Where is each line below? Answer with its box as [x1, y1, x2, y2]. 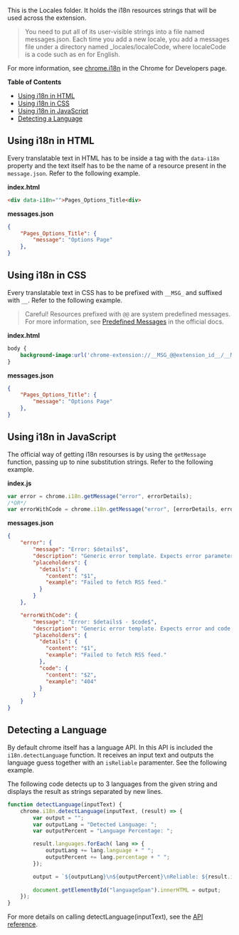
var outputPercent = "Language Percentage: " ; [33, 827, 174, 835]
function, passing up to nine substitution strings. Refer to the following [7, 458, 213, 466]
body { [7, 345, 27, 352]
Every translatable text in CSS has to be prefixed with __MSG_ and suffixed [7, 288, 223, 296]
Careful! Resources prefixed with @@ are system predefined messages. [24, 309, 231, 318]
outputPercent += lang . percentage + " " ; [45, 854, 171, 861]
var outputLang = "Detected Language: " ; [33, 821, 158, 828]
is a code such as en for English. [24, 50, 120, 58]
